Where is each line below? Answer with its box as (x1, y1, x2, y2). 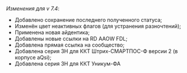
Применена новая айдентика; (14, 29, 90, 36)
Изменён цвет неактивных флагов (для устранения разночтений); (14, 23, 181, 29)
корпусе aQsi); (14, 54, 52, 61)
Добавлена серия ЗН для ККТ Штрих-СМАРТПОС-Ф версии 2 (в (14, 48, 178, 55)
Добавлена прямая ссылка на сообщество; (14, 41, 125, 48)
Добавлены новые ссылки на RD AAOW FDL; (14, 35, 128, 42)
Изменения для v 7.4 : (6, 5, 60, 12)
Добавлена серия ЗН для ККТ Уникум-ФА (14, 60, 121, 67)
